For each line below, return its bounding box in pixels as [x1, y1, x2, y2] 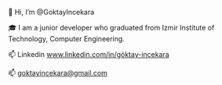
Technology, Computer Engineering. [8, 34, 126, 43]
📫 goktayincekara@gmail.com [8, 69, 108, 77]
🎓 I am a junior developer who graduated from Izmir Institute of [8, 23, 215, 32]
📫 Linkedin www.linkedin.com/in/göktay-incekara [8, 50, 170, 58]
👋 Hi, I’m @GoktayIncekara [8, 8, 95, 16]
